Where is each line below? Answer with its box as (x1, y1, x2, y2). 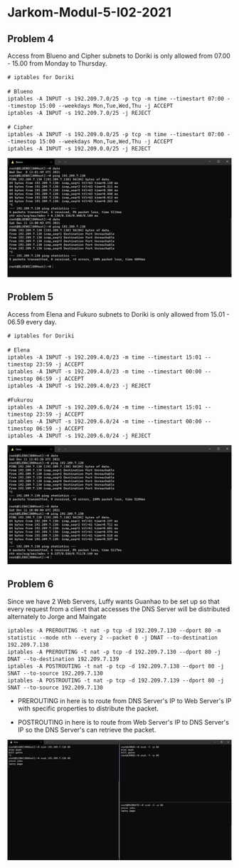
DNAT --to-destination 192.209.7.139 (7, 655, 119, 663)
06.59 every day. (7, 317, 57, 326)
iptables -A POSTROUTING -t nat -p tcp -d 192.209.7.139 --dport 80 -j (7, 677, 224, 684)
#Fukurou (7, 397, 33, 404)
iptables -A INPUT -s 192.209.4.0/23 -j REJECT (7, 382, 152, 389)
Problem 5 (7, 291, 54, 303)
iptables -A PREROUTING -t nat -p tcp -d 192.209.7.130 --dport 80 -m (7, 627, 221, 634)
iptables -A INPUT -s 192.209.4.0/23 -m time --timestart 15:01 (7, 354, 202, 361)
